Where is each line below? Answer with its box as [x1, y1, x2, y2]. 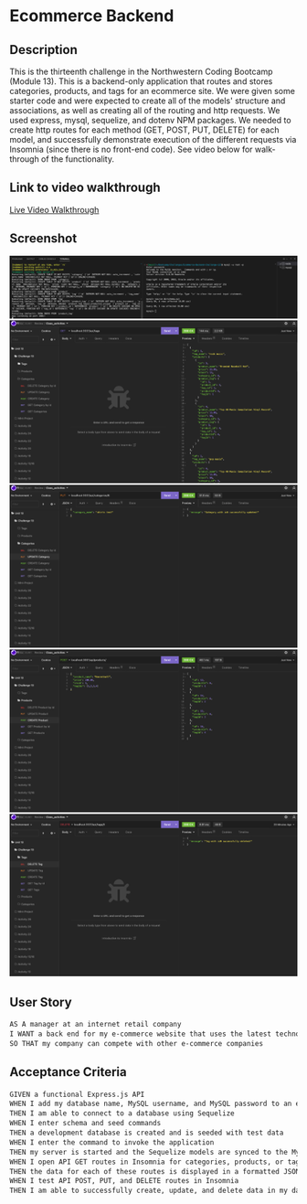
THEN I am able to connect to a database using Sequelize [9, 1109, 235, 1118]
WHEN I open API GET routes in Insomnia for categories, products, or [9, 1157, 284, 1167]
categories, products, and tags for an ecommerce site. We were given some [9, 86, 295, 96]
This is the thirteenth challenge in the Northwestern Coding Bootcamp [9, 66, 273, 77]
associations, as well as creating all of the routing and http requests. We [9, 105, 281, 115]
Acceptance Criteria [9, 1064, 127, 1080]
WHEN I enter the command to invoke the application [9, 1137, 215, 1147]
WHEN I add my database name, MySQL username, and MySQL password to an [9, 1099, 292, 1109]
